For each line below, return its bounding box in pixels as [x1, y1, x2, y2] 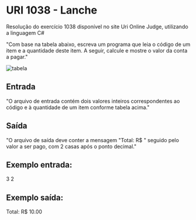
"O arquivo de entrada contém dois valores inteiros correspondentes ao [6, 97, 180, 104]
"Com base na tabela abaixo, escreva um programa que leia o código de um [6, 41, 191, 48]
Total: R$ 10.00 [6, 208, 42, 215]
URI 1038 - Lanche [6, 4, 98, 17]
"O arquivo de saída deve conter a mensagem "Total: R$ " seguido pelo [6, 136, 180, 143]
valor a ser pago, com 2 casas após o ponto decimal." [6, 143, 137, 150]
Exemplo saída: [6, 192, 64, 202]
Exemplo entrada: [6, 160, 72, 170]
